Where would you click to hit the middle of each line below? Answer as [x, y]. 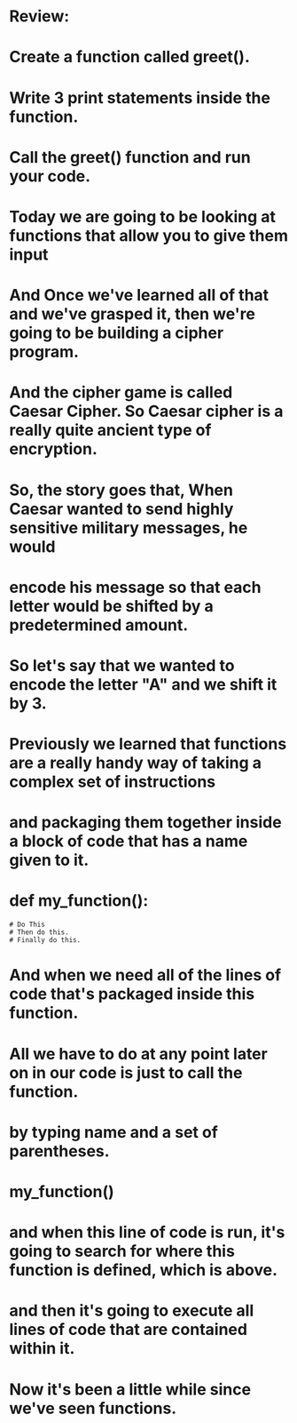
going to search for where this [122, 1251]
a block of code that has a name [129, 841]
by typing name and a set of [114, 1132]
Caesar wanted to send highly [121, 509]
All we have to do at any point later [138, 1054]
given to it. [49, 860]
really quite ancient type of [110, 431]
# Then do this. [39, 932]
